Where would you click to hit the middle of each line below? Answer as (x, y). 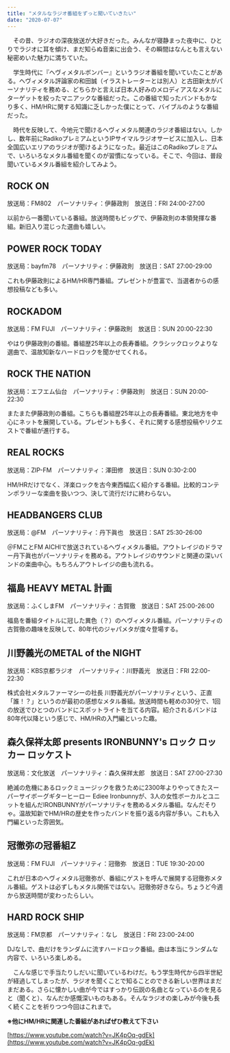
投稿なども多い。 (37, 289)
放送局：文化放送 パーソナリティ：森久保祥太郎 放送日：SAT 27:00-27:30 (115, 773)
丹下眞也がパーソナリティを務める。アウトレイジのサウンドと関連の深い (115, 556)
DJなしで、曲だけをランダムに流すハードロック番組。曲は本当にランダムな (113, 949)
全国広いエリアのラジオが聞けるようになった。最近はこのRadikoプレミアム (112, 147)
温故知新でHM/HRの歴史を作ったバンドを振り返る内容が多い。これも (116, 813)
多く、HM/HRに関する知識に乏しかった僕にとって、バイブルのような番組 (116, 107)
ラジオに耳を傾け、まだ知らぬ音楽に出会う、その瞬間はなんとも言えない (121, 49)
